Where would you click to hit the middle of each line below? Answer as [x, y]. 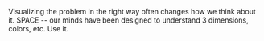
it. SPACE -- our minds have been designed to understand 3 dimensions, [129, 20]
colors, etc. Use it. [39, 29]
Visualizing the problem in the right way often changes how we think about [132, 12]
